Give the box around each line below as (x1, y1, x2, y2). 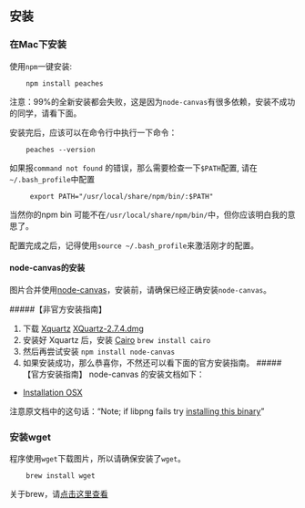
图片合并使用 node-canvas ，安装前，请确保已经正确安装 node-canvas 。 (9, 284, 271, 295)
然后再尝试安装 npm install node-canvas (22, 346, 176, 357)
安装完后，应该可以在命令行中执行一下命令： (9, 127, 178, 138)
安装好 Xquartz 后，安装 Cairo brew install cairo (22, 334, 211, 345)
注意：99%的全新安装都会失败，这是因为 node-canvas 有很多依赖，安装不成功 (9, 96, 296, 107)
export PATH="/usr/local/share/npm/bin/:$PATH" (29, 192, 214, 201)
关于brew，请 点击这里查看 (9, 489, 108, 500)
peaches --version (25, 145, 96, 154)
